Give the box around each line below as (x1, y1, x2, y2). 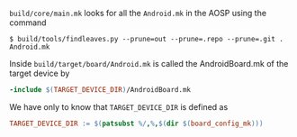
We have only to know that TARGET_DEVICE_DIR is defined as (9, 101, 229, 112)
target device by (9, 68, 70, 78)
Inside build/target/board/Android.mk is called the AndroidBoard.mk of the (9, 59, 289, 68)
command (9, 17, 47, 28)
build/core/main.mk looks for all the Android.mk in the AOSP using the (9, 8, 267, 18)
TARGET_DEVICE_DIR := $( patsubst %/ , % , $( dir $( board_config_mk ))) (9, 119, 264, 128)
